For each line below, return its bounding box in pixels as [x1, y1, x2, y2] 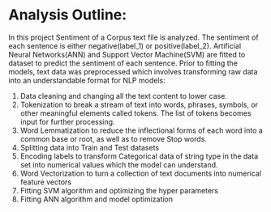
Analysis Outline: [8, 6, 127, 24]
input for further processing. [19, 117, 115, 126]
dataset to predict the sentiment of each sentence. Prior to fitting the [8, 58, 238, 68]
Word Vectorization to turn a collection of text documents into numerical [19, 168, 262, 178]
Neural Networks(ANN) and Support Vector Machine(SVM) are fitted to [8, 49, 246, 59]
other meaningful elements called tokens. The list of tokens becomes [19, 108, 252, 118]
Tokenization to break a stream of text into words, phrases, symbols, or [19, 100, 258, 109]
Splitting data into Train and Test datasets [19, 142, 160, 152]
